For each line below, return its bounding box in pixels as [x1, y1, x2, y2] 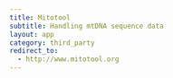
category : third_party [9, 38, 95, 48]
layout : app [9, 30, 54, 39]
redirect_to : [9, 47, 59, 56]
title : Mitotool [9, 13, 71, 22]
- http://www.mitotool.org [17, 55, 120, 64]
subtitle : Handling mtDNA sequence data [9, 22, 165, 30]
